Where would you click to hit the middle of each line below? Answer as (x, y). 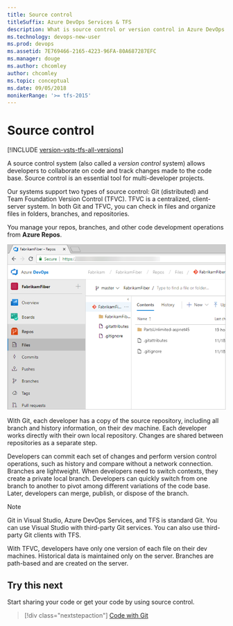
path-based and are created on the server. (68, 563)
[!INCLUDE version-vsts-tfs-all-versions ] (65, 150)
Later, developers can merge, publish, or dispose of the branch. (98, 493)
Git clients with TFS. (53, 535)
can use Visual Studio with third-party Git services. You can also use (105, 528)
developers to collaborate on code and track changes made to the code (110, 171)
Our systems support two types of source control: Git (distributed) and (108, 192)
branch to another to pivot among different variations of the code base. (109, 486)
